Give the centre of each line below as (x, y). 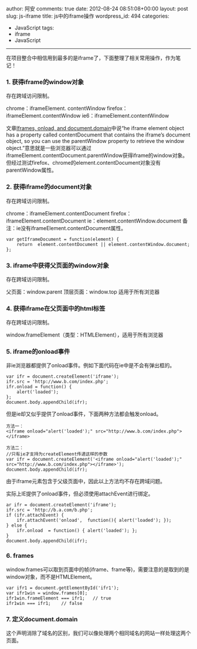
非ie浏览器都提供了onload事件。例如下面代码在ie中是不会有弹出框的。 (91, 365)
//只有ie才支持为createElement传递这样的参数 (57, 454)
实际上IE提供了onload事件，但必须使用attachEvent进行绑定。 (80, 494)
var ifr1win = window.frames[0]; (47, 593)
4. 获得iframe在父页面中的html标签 (56, 308)
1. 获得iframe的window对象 (45, 82)
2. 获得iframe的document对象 (49, 187)
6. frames (20, 556)
